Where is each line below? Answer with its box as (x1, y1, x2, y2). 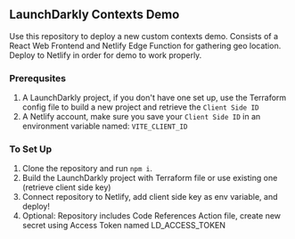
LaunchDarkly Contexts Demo (9, 7, 180, 22)
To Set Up (9, 143, 53, 155)
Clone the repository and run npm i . (21, 163, 153, 174)
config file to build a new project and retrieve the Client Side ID (21, 102, 259, 112)
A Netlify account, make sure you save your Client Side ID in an (21, 111, 261, 122)
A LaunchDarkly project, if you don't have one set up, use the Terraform (21, 93, 287, 103)
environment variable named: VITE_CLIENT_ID (21, 120, 188, 132)
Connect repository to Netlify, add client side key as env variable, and (21, 192, 278, 202)
